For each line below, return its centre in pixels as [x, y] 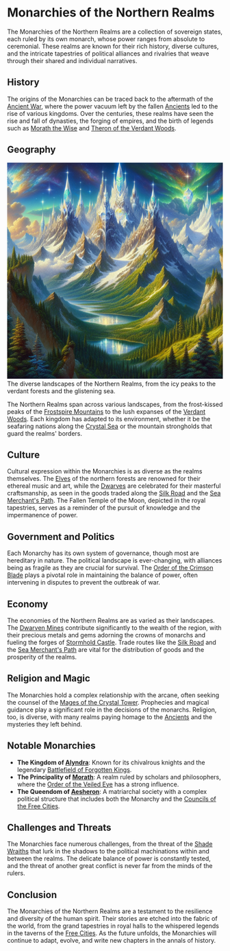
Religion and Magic [49, 678]
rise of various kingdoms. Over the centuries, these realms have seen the [111, 113]
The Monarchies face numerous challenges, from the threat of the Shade [110, 844]
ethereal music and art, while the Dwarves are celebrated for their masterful [114, 486]
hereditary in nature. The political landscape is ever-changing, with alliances [115, 561]
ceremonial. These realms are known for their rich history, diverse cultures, [113, 46]
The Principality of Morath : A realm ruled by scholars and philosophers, [119, 777]
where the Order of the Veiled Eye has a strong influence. [98, 784]
